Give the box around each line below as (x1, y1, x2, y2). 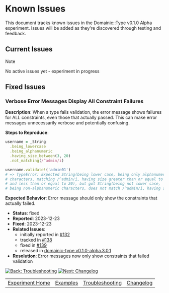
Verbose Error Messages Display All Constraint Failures (5, 98, 144, 105)
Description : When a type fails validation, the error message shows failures (5, 109, 162, 115)
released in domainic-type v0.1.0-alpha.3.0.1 (20, 248, 112, 254)
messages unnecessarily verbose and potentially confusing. (5, 120, 130, 126)
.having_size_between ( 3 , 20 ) (10, 154, 71, 159)
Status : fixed (12, 210, 40, 216)
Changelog (126, 279, 153, 286)
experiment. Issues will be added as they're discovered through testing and (5, 25, 161, 31)
